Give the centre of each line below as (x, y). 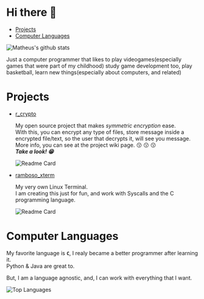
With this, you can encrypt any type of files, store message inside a (100, 132)
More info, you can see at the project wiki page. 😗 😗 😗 (86, 145)
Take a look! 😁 (34, 151)
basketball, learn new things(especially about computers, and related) (94, 72)
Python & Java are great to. (40, 266)
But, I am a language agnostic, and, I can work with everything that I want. (99, 278)
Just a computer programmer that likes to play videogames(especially (94, 59)
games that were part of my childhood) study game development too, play (100, 66)
